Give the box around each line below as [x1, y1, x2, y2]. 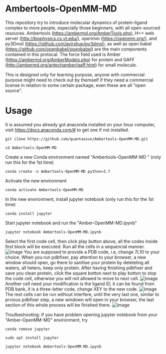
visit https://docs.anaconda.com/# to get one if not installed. [5, 127, 130, 133]
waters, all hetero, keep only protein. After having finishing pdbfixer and [5, 265, 153, 271]
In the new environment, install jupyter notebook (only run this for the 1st [5, 196, 154, 202]
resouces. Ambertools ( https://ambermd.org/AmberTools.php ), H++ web [5, 30, 155, 36]
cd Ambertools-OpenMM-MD [5, 145, 57, 150]
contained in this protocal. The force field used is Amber [5, 51, 121, 57]
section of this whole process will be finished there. [5, 302, 111, 308]
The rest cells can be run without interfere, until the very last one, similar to [5, 291, 160, 297]
